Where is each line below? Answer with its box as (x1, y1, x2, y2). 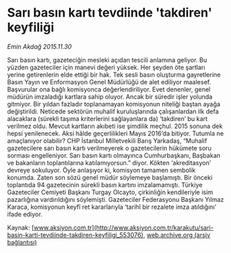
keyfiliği (7, 19, 54, 35)
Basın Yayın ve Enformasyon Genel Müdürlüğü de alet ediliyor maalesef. (7, 77, 212, 86)
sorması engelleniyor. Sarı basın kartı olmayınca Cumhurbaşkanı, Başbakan (7, 151, 221, 160)
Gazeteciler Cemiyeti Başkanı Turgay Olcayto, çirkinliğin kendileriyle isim (7, 188, 214, 196)
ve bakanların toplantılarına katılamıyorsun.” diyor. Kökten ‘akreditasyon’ (7, 158, 212, 167)
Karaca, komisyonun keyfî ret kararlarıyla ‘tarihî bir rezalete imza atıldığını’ (7, 203, 217, 211)
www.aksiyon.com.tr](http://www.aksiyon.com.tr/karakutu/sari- (33, 223, 214, 232)
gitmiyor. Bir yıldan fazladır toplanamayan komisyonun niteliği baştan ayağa (7, 100, 221, 108)
